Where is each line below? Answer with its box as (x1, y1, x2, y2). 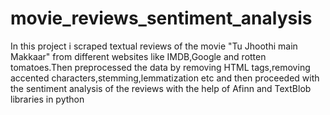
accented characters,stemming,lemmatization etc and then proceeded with (10, 72, 320, 84)
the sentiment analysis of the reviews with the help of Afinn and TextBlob (10, 82, 312, 94)
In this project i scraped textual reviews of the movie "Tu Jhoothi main (10, 40, 298, 52)
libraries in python (10, 93, 85, 105)
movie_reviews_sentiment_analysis (10, 7, 313, 30)
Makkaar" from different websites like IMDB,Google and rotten (10, 50, 267, 62)
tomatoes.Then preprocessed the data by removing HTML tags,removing (10, 61, 311, 73)
